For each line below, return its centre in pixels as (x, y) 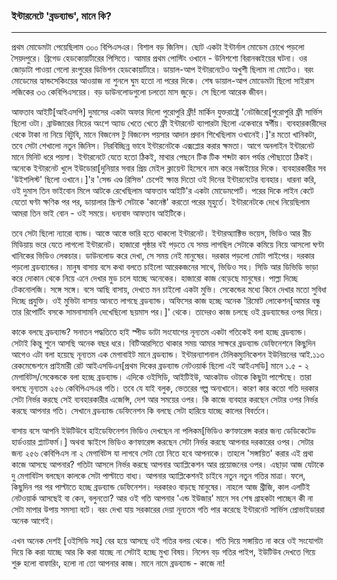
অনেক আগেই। (33, 521)
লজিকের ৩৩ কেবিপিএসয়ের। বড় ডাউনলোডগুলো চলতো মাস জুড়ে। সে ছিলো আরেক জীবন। (140, 92)
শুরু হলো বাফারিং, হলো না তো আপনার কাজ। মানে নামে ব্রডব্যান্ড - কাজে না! (118, 563)
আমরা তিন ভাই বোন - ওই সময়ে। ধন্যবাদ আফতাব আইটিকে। (99, 213)
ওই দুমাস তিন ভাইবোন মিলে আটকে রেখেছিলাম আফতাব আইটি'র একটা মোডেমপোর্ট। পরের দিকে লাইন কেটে (162, 191)
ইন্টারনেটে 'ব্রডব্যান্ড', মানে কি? (61, 16)
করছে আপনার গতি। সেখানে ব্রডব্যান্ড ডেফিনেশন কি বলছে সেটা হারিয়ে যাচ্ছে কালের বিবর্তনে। (141, 411)
